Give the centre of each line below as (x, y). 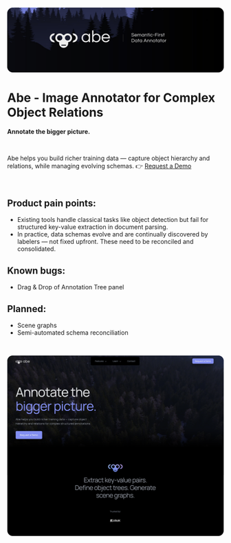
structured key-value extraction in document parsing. (92, 227)
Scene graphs (37, 325)
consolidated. (36, 249)
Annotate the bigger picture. (49, 131)
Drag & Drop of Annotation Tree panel (70, 287)
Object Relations (55, 112)
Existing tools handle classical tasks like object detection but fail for (113, 220)
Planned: (27, 309)
